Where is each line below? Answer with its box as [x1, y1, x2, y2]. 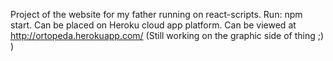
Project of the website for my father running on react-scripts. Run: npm [10, 9, 303, 20]
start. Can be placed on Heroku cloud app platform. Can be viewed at [10, 19, 297, 31]
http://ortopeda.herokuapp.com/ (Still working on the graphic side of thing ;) [10, 30, 325, 41]
